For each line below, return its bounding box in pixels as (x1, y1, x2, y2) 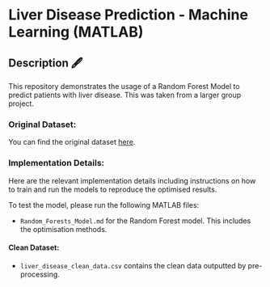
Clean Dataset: (8, 243, 60, 252)
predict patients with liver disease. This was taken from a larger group (8, 91, 242, 99)
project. (8, 99, 35, 108)
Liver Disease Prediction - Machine (8, 6, 249, 24)
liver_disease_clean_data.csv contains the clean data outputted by (19, 260, 247, 270)
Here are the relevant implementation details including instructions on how (8, 175, 256, 185)
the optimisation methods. (19, 224, 108, 234)
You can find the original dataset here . (8, 137, 136, 147)
